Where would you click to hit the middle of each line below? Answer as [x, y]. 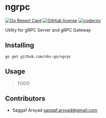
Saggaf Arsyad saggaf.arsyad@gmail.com [55, 110]
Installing [20, 45]
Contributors [25, 98]
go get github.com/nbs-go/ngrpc [38, 57]
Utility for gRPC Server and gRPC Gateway [48, 30]
